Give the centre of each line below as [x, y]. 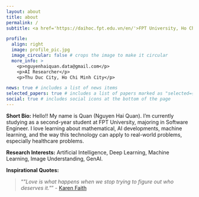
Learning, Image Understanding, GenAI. [54, 159]
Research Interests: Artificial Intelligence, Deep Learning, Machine [88, 152]
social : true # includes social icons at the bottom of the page [88, 99]
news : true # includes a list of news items [62, 88]
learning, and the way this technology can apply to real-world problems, [94, 134]
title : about [22, 17]
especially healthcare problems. [45, 141]
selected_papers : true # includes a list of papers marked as [84, 93]
